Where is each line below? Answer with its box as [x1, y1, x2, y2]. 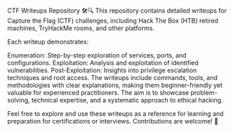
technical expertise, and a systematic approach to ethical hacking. [31, 96, 223, 104]
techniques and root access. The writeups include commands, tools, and [7, 74, 218, 81]
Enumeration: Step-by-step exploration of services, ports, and [7, 51, 187, 59]
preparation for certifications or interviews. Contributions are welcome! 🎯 [7, 117, 219, 125]
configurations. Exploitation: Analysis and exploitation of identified [7, 59, 199, 67]
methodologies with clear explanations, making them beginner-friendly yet [7, 81, 223, 89]
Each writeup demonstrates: [7, 38, 89, 46]
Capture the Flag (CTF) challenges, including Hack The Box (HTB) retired [7, 17, 219, 25]
